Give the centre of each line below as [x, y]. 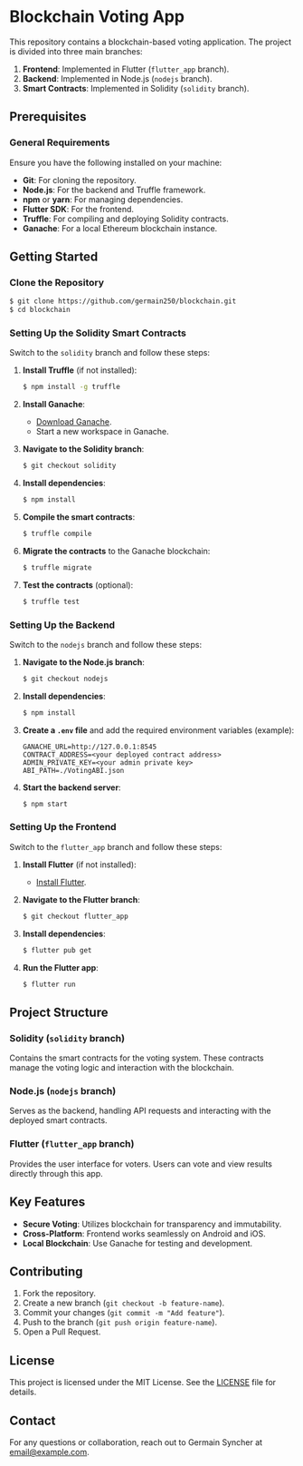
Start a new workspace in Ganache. [102, 432]
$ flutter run [49, 984]
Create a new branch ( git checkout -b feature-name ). [123, 1303]
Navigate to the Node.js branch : [83, 662]
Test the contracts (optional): [78, 585]
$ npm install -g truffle [71, 387]
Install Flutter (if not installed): [80, 865]
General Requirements [60, 142]
